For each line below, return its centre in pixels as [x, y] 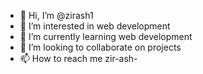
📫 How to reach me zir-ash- [78, 58]
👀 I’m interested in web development [95, 26]
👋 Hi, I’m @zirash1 [56, 15]
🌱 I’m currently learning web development [106, 36]
